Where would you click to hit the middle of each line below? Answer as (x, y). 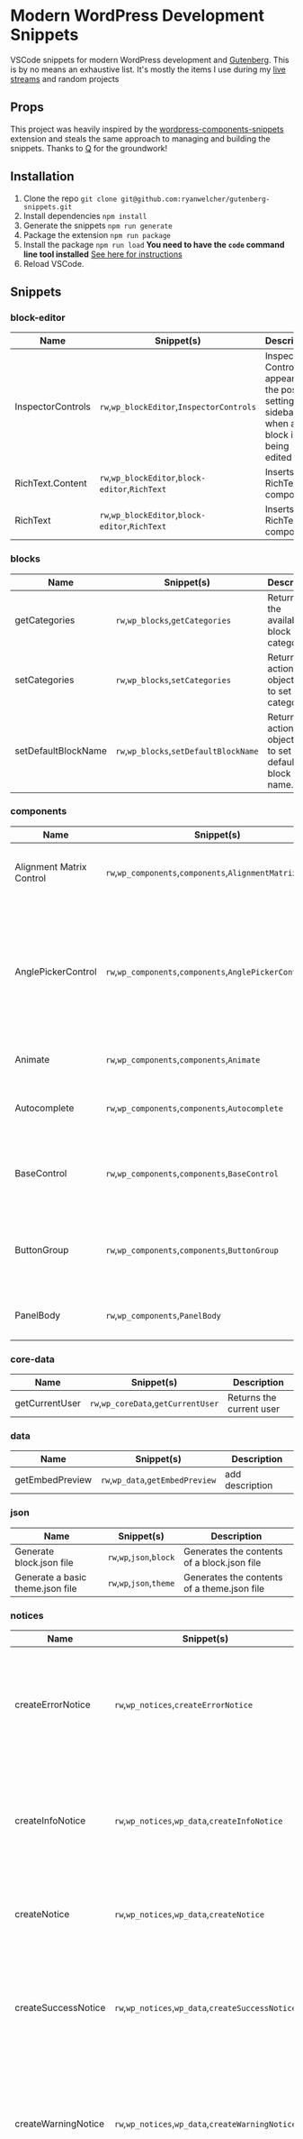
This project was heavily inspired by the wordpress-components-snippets (147, 129)
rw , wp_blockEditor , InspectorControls (178, 407)
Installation (42, 177)
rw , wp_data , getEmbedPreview (158, 1480)
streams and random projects (65, 78)
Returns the (252, 1398)
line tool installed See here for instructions (102, 254)
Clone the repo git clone (70, 198)
